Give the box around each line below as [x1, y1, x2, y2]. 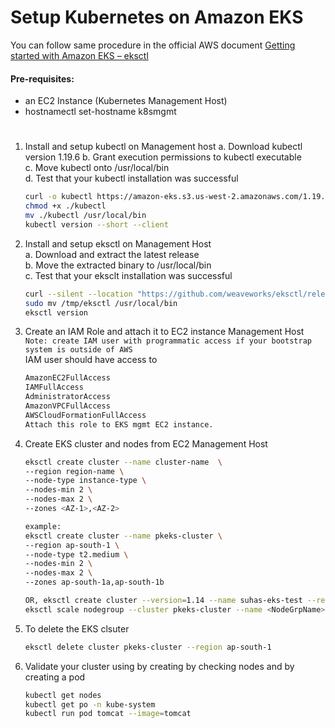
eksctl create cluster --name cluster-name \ [24, 457, 223, 467]
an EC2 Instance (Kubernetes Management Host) [24, 95, 228, 107]
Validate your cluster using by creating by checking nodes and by [24, 660, 295, 672]
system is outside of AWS [24, 345, 133, 355]
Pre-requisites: [10, 72, 75, 85]
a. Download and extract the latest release [24, 248, 200, 260]
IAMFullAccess [24, 382, 84, 393]
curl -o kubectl [24, 192, 93, 202]
